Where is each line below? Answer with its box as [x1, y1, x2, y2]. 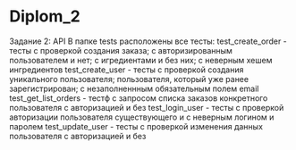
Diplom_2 [9, 6, 80, 27]
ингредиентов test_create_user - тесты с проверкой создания [9, 64, 244, 75]
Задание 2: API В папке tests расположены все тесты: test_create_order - [9, 36, 288, 46]
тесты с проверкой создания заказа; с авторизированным [9, 45, 233, 55]
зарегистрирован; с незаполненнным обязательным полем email [9, 83, 259, 94]
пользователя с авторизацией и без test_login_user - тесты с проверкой [9, 102, 284, 112]
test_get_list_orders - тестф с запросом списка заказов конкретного [9, 92, 268, 104]
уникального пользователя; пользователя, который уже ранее [9, 73, 249, 84]
